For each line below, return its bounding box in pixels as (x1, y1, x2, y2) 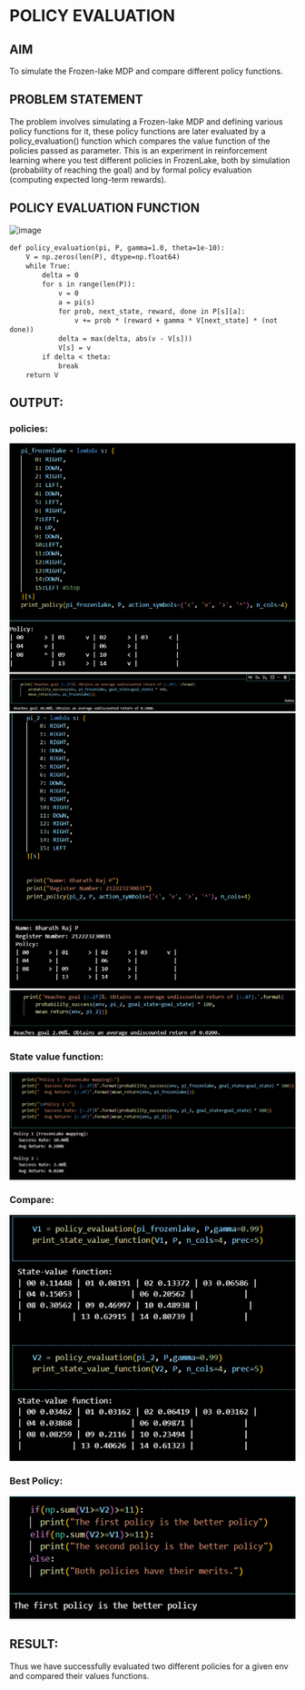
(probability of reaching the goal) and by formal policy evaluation (9, 164, 252, 175)
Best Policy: (9, 1475, 64, 1487)
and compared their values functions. (9, 1670, 150, 1681)
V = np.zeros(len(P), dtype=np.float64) (25, 252, 181, 262)
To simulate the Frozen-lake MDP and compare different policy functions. (9, 65, 283, 76)
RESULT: (9, 1636, 59, 1652)
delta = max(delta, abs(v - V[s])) (57, 333, 193, 343)
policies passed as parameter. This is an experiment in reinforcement (9, 144, 268, 155)
